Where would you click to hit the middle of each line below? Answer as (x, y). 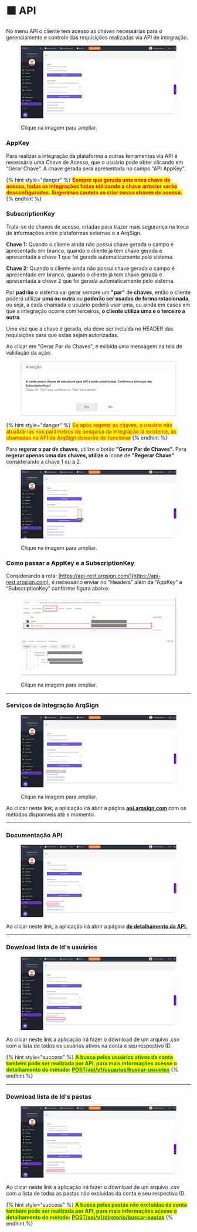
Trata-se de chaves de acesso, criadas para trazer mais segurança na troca (98, 226)
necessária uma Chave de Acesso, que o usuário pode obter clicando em (95, 162)
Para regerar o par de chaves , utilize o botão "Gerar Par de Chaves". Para (96, 449)
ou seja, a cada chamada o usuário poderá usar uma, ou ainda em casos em (98, 305)
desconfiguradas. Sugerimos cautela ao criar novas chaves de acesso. (94, 192)
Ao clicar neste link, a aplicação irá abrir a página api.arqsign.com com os (96, 808)
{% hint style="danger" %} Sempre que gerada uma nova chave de (89, 180)
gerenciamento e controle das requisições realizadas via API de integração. (97, 37)
